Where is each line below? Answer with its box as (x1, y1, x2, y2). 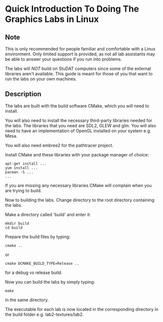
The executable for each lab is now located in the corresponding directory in (5, 306, 159, 312)
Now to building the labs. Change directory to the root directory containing (5, 197, 155, 203)
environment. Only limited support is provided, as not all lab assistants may (5, 51, 155, 57)
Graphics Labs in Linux (5, 14, 99, 25)
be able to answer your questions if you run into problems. (5, 56, 123, 62)
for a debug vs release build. (5, 270, 62, 275)
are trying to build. (5, 187, 42, 193)
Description (5, 90, 41, 98)
